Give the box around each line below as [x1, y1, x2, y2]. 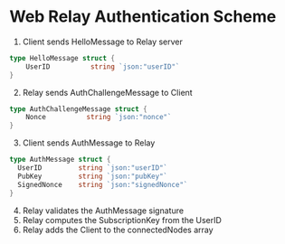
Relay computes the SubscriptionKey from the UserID [22, 214, 222, 225]
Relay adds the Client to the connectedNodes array [22, 224, 214, 235]
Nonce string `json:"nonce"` [25, 113, 172, 122]
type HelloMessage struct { [9, 53, 116, 62]
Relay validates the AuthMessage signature [22, 205, 184, 216]
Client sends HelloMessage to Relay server [22, 36, 184, 47]
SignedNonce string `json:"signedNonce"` [17, 180, 188, 189]
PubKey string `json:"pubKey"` [17, 172, 168, 181]
